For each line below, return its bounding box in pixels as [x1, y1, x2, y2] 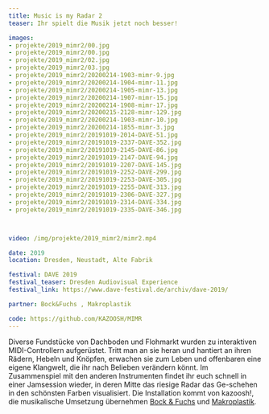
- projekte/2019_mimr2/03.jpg [8, 64, 110, 72]
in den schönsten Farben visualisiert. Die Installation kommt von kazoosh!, [8, 387, 255, 398]
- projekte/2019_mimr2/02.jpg [8, 56, 110, 64]
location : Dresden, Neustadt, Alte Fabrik [8, 256, 153, 264]
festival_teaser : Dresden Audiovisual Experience [8, 278, 179, 286]
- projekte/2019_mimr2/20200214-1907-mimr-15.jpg [8, 93, 179, 101]
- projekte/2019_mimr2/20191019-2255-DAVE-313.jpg [8, 183, 182, 191]
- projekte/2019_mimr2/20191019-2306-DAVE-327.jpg [8, 191, 182, 199]
